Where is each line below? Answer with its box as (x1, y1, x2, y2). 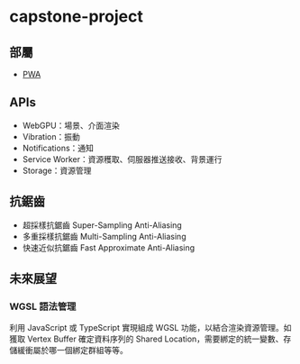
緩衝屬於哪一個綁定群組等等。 (16, 345, 128, 356)
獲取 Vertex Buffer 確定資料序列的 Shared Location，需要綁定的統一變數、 (9, 333, 284, 344)
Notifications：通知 (22, 142, 95, 153)
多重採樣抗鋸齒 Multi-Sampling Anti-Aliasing (22, 231, 186, 241)
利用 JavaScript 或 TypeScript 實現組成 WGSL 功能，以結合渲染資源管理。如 (9, 323, 292, 333)
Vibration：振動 (22, 131, 81, 141)
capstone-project (9, 6, 144, 27)
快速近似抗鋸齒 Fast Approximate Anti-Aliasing (22, 241, 195, 253)
